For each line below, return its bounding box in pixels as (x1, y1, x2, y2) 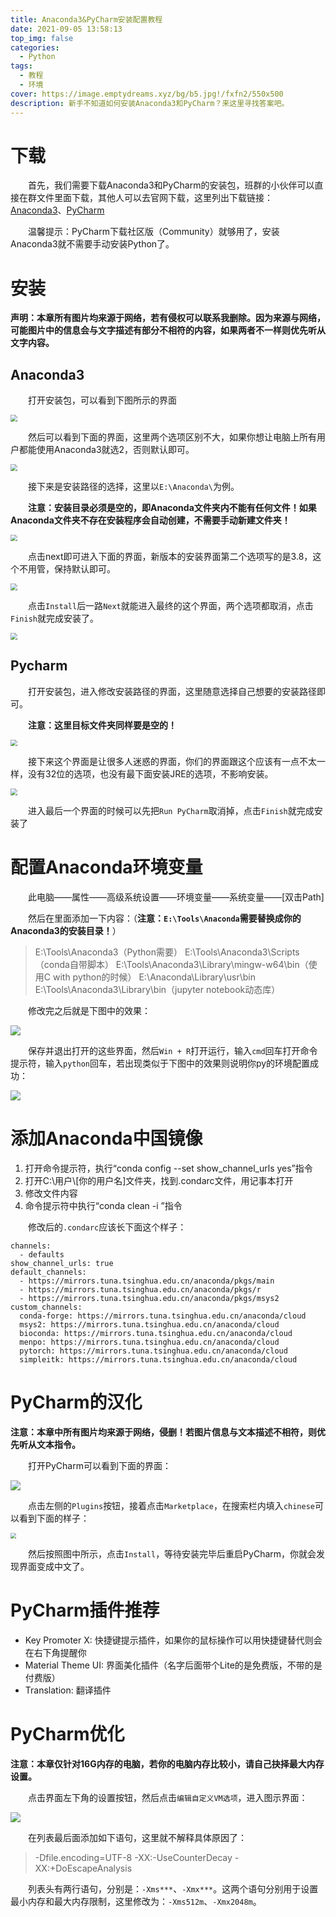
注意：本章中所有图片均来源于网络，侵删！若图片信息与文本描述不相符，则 (10, 1426, 317, 1438)
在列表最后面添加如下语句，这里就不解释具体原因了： (28, 1832, 247, 1844)
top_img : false (10, 33, 74, 43)
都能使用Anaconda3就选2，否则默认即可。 (18, 443, 195, 455)
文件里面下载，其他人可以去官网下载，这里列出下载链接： (36, 192, 273, 204)
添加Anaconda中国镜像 (10, 1127, 203, 1150)
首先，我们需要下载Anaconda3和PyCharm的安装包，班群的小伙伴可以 (28, 179, 315, 191)
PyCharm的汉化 (10, 1391, 143, 1414)
